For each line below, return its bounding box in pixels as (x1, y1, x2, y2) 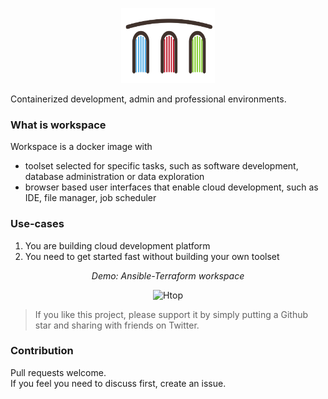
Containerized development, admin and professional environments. (10, 93, 287, 105)
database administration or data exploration (24, 171, 205, 183)
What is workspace (10, 118, 107, 132)
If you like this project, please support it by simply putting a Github (34, 308, 309, 320)
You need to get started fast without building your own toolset (24, 250, 280, 262)
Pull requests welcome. (10, 366, 107, 378)
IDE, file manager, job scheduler (24, 192, 157, 204)
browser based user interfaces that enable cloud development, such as (24, 181, 319, 193)
